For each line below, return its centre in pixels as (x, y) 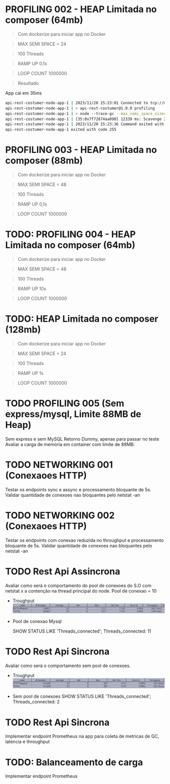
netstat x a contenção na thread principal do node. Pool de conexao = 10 (81, 591)
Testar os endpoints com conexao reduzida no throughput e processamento (84, 540)
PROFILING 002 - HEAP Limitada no (81, 9)
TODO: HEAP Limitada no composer (82, 319)
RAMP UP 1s (31, 373)
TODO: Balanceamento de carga (74, 762)
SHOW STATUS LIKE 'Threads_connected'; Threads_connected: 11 (82, 631)
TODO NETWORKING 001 (59, 465)
